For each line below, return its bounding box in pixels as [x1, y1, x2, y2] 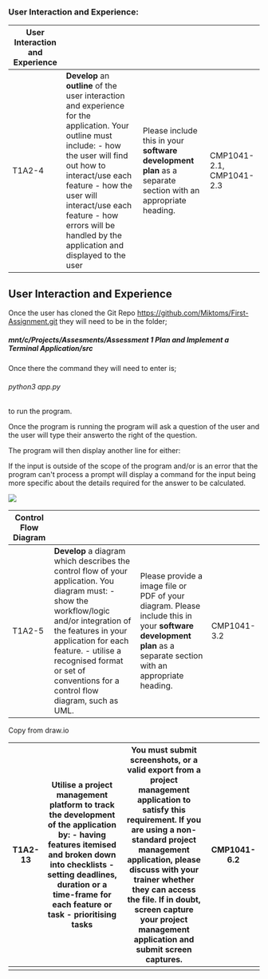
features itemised [47, 839, 117, 851]
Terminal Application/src [8, 343, 93, 353]
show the [53, 595, 89, 606]
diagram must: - [53, 586, 116, 597]
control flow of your [53, 566, 128, 577]
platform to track [49, 799, 116, 811]
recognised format [53, 655, 124, 666]
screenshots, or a [130, 755, 198, 766]
